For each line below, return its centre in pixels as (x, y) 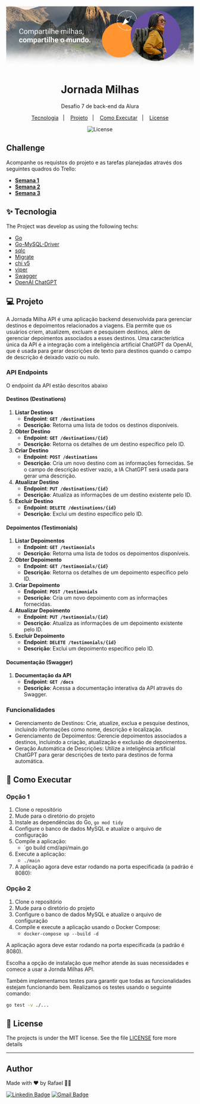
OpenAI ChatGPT (36, 282)
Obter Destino (32, 431)
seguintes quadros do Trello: (41, 169)
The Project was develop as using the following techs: (72, 226)
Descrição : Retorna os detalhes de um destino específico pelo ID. (104, 444)
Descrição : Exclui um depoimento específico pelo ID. (89, 649)
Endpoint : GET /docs (49, 682)
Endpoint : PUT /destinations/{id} (66, 489)
